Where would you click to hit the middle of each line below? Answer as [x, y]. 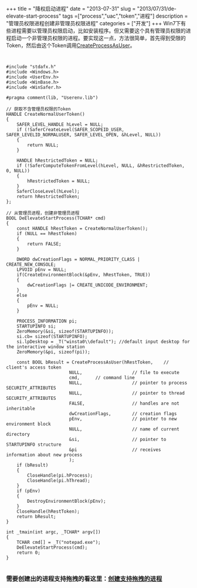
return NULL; [43, 145]
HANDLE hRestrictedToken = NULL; [57, 161]
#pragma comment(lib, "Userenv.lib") [52, 98]
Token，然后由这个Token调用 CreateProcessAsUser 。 [71, 45]
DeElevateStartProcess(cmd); [52, 547]
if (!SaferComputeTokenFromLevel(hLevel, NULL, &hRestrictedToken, [101, 166]
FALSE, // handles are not [124, 403]
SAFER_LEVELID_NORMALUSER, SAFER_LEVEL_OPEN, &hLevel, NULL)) [84, 135]
